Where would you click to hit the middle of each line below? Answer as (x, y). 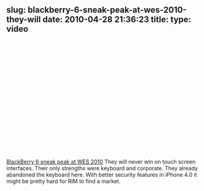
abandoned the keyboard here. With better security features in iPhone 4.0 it (102, 175)
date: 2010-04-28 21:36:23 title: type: (117, 20)
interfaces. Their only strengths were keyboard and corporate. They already (102, 168)
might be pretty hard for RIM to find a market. (63, 181)
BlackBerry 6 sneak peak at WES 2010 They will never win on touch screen (101, 162)
